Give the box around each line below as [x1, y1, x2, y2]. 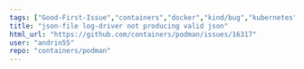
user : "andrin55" [9, 38, 75, 47]
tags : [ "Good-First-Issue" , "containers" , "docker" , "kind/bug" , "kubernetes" [9, 13, 298, 22]
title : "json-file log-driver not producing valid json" [9, 22, 229, 30]
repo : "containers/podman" [9, 47, 111, 56]
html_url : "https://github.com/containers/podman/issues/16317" [9, 30, 257, 39]
